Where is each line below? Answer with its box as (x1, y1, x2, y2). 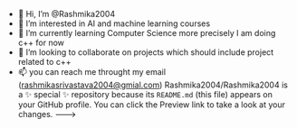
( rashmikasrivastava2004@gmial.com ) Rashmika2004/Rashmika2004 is (17, 79, 288, 90)
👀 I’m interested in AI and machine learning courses (17, 18, 211, 29)
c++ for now (17, 37, 65, 48)
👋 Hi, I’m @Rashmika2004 (17, 9, 116, 19)
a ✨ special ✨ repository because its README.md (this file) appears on (17, 89, 273, 99)
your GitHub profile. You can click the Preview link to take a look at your (17, 99, 285, 110)
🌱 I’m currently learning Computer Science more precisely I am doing (17, 28, 276, 38)
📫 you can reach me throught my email (17, 67, 166, 77)
